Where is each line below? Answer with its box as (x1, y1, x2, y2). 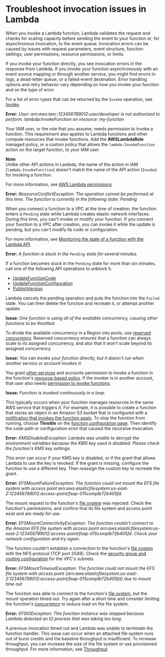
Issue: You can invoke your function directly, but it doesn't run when (5, 355, 144, 361)
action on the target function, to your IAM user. (5, 147, 100, 152)
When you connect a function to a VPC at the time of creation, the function (5, 206, 157, 211)
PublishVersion (12, 285, 43, 291)
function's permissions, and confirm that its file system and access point (5, 505, 152, 511)
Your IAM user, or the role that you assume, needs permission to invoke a (5, 125, 153, 131)
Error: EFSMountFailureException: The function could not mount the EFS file (5, 480, 160, 486)
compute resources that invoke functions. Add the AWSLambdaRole (5, 136, 144, 142)
